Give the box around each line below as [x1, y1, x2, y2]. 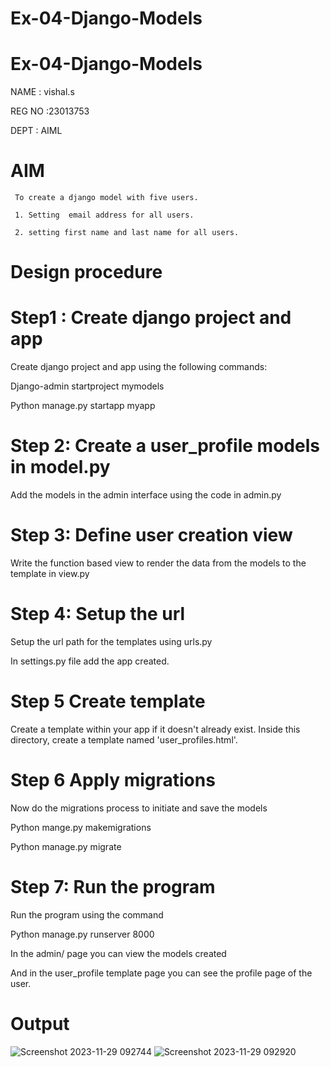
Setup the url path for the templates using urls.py [10, 636, 213, 647]
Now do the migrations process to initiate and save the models [10, 802, 268, 814]
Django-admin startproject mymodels [10, 380, 165, 392]
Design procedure [10, 261, 163, 284]
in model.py [10, 456, 111, 479]
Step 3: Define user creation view [10, 524, 293, 547]
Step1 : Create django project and [10, 307, 292, 329]
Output [10, 1013, 70, 1035]
